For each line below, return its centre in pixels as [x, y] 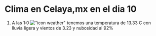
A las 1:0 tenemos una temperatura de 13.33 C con [81, 23]
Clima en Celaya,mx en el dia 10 [71, 9]
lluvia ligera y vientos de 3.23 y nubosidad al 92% [62, 28]
